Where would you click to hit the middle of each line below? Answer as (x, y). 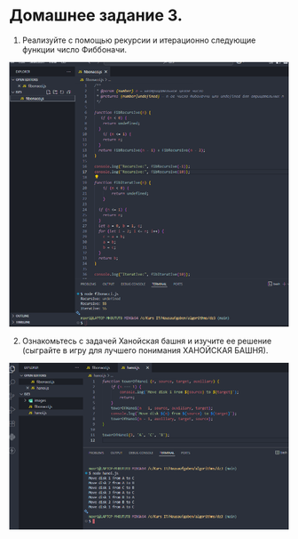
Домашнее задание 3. (96, 16)
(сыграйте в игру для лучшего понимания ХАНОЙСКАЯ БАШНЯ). (145, 350)
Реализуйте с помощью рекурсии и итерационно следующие (139, 40)
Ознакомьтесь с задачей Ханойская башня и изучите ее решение (147, 341)
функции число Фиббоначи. (74, 49)
